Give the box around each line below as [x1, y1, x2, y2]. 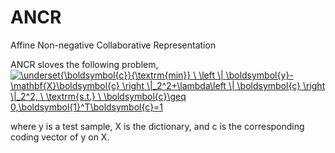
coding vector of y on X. [10, 131, 110, 143]
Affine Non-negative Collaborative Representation [10, 39, 217, 51]
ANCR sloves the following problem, [10, 58, 159, 70]
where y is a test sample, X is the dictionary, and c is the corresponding [10, 120, 305, 132]
